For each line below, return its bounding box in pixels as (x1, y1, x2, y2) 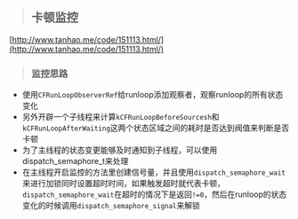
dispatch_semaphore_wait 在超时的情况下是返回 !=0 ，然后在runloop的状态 (21, 189, 287, 199)
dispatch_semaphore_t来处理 (21, 156, 129, 167)
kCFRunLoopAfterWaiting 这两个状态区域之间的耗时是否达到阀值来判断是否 (21, 122, 290, 133)
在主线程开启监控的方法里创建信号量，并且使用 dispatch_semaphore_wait (21, 167, 286, 177)
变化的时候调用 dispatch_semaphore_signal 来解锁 (21, 200, 200, 211)
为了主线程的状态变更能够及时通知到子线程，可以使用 (21, 145, 218, 155)
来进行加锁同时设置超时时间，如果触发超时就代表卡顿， (21, 178, 225, 189)
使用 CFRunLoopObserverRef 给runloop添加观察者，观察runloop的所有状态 (21, 90, 284, 100)
